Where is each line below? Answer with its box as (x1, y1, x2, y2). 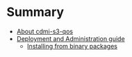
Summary (6, 4, 64, 20)
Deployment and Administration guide (16, 34, 126, 42)
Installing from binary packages (26, 42, 117, 50)
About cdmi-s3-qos (16, 27, 74, 35)
